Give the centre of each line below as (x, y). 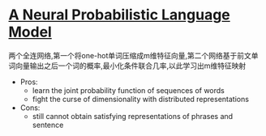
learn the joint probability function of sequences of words (128, 90)
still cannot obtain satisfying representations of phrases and (133, 116)
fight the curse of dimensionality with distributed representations (141, 99)
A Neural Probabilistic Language (120, 15)
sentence (48, 125)
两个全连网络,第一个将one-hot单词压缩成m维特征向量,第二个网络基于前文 (130, 55)
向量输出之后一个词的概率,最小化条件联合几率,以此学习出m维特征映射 (131, 66)
